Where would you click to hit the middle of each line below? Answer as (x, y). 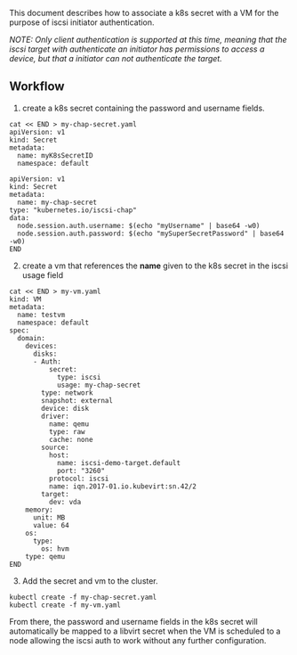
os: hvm (55, 549)
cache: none (71, 439)
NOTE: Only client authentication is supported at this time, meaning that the (148, 40)
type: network (67, 393)
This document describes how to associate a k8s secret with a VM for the (144, 13)
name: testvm (41, 315)
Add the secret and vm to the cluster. (90, 581)
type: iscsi (79, 377)
